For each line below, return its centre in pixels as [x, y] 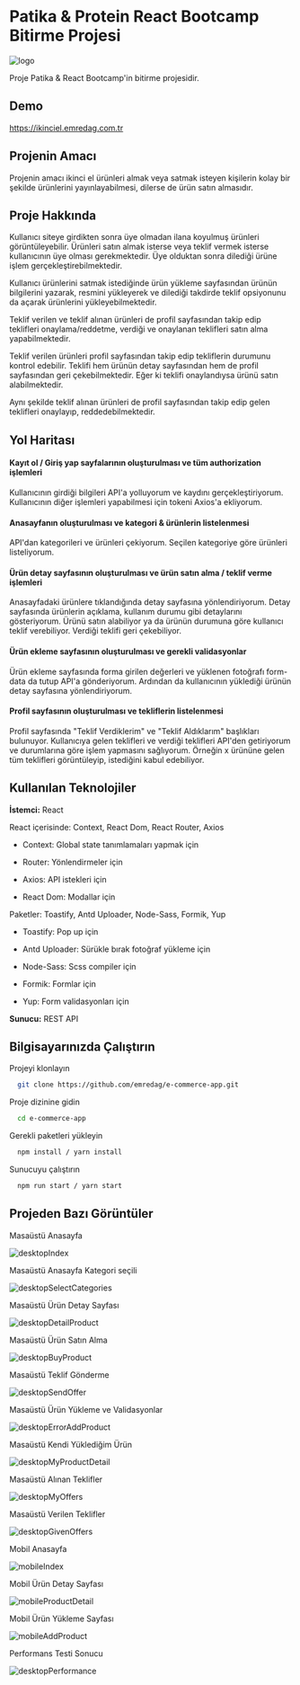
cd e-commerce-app [52, 1119]
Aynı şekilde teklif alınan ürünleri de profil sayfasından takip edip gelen [140, 403]
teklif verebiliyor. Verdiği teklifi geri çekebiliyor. [96, 631]
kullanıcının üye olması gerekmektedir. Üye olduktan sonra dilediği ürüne [143, 256]
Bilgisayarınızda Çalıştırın [82, 1046]
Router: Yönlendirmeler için [72, 862]
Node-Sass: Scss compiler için [79, 966]
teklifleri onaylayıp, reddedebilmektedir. [82, 412]
